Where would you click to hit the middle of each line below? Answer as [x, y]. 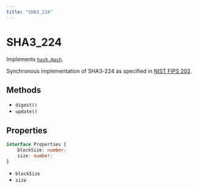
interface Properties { [37, 145]
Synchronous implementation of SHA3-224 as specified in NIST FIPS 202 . [99, 71]
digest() [26, 105]
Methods [24, 90]
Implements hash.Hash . [35, 59]
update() [26, 112]
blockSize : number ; [42, 150]
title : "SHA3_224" [30, 12]
